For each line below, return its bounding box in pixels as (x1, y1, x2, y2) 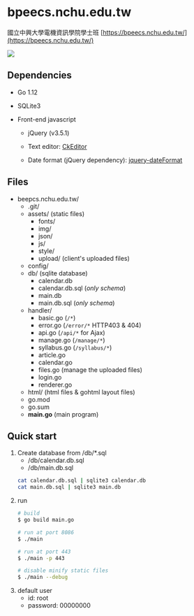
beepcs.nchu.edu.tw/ (17, 194, 79, 203)
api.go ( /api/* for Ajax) (38, 328, 106, 336)
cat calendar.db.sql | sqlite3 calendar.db (17, 477, 147, 485)
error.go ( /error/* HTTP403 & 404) (38, 321, 142, 329)
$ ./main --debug (17, 574, 68, 581)
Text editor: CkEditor (27, 142, 87, 150)
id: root (27, 594, 49, 602)
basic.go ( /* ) (38, 313, 76, 322)
